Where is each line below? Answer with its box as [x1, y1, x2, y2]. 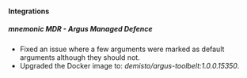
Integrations [8, 6, 50, 16]
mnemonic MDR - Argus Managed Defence [8, 24, 153, 34]
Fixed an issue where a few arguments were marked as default [19, 44, 225, 54]
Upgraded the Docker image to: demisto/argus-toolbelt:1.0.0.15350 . [19, 61, 240, 70]
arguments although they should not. [19, 52, 140, 62]
